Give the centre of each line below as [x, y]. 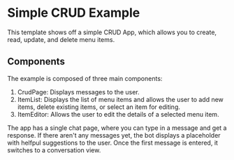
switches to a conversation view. [54, 150]
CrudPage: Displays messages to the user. [78, 92]
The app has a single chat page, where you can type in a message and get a [117, 128]
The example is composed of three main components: [85, 78]
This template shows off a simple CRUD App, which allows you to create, [112, 32]
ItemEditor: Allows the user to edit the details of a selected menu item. [118, 114]
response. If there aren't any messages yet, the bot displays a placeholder [114, 135]
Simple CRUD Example [74, 13]
